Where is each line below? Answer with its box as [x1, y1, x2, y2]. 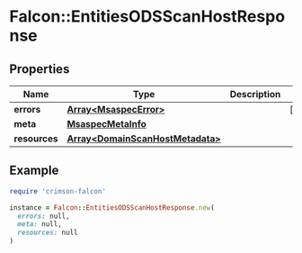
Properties [9, 61, 70, 77]
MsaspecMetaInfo [67, 118, 147, 130]
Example [9, 163, 59, 178]
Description [229, 88, 281, 100]
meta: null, [17, 220, 63, 229]
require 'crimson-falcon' [9, 186, 106, 195]
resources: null [17, 228, 78, 238]
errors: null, [17, 212, 70, 221]
